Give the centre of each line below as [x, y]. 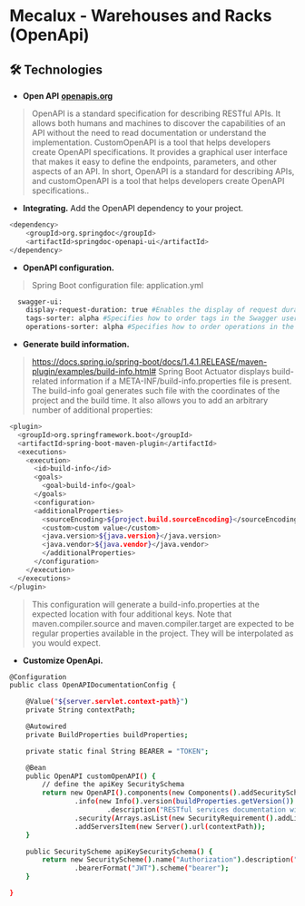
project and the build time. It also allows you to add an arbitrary [150, 400]
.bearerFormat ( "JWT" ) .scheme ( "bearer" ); [152, 868]
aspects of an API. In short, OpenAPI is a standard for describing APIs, [163, 171]
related [45, 381]
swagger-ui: [40, 302]
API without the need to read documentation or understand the [149, 133]
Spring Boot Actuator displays [214, 371]
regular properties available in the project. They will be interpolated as [162, 633]
